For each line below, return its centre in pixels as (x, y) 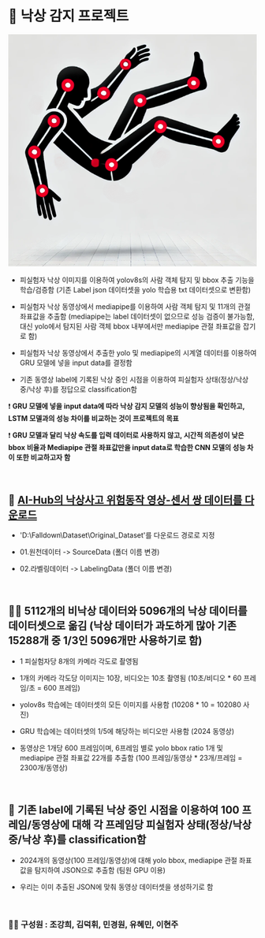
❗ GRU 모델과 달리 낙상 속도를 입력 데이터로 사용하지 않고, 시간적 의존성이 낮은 (126, 435)
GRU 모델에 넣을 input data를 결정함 (76, 363)
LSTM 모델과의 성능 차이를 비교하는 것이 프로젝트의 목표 (93, 419)
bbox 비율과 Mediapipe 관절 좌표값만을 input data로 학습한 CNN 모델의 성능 (127, 448)
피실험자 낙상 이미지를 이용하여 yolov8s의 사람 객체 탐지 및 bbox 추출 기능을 (137, 280)
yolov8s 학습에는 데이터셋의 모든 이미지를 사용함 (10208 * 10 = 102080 (131, 704)
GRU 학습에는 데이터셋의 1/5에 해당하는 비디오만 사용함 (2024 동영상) (127, 731)
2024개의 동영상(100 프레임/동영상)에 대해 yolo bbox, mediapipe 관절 (129, 860)
